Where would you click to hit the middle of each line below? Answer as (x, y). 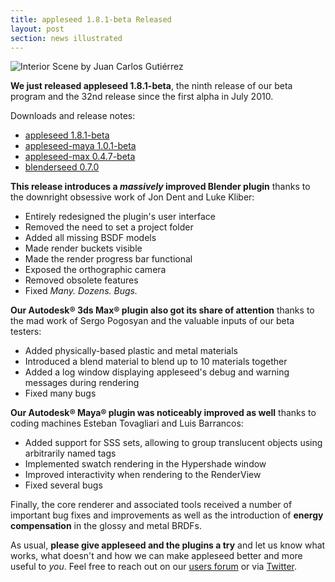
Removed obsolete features (81, 280)
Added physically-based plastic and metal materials (131, 351)
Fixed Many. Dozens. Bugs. (81, 291)
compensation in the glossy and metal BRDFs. (106, 526)
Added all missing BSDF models (90, 238)
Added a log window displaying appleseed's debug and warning (157, 372)
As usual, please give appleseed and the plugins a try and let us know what (168, 545)
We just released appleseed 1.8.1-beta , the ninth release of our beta (151, 86)
